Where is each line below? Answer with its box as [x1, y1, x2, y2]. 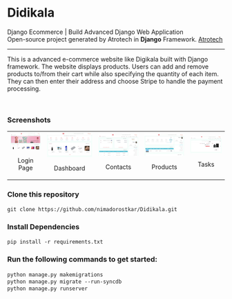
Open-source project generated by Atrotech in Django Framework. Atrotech [7, 35, 223, 43]
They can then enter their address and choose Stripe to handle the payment [7, 77, 223, 85]
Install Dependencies [7, 222, 80, 232]
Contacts [105, 163, 132, 171]
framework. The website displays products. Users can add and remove [7, 62, 209, 71]
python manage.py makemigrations [7, 271, 104, 278]
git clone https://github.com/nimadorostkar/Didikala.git [7, 206, 177, 213]
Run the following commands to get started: [7, 255, 157, 264]
